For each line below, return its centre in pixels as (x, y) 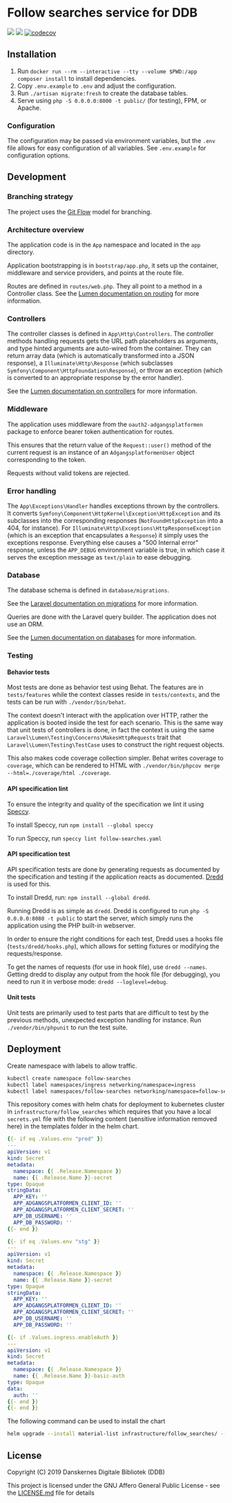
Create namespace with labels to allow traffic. (72, 1066)
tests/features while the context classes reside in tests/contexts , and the (114, 695)
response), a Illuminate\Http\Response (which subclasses (90, 363)
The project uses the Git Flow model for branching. (79, 211)
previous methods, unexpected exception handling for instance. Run (104, 1019)
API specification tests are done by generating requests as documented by (114, 869)
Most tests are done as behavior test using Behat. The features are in (105, 687)
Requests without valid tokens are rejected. (68, 473)
